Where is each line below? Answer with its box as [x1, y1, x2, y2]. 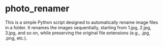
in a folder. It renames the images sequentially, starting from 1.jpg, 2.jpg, [5, 24, 152, 30]
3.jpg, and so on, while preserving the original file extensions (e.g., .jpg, [5, 30, 150, 36]
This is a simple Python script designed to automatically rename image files [5, 19, 159, 25]
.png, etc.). [5, 35, 28, 41]
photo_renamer [5, 3, 70, 14]
